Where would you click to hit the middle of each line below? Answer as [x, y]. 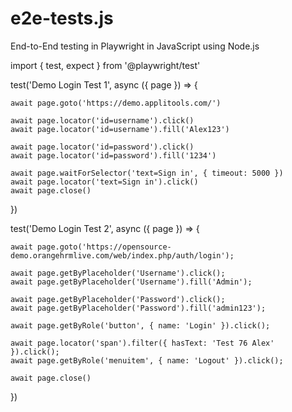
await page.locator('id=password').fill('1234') [113, 155]
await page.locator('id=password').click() [102, 147]
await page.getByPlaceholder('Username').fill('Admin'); [131, 282]
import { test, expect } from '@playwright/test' [105, 65]
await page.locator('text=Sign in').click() [104, 182]
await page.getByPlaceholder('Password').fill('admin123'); [138, 308]
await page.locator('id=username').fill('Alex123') [120, 129]
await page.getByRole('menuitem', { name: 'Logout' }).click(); [147, 360]
